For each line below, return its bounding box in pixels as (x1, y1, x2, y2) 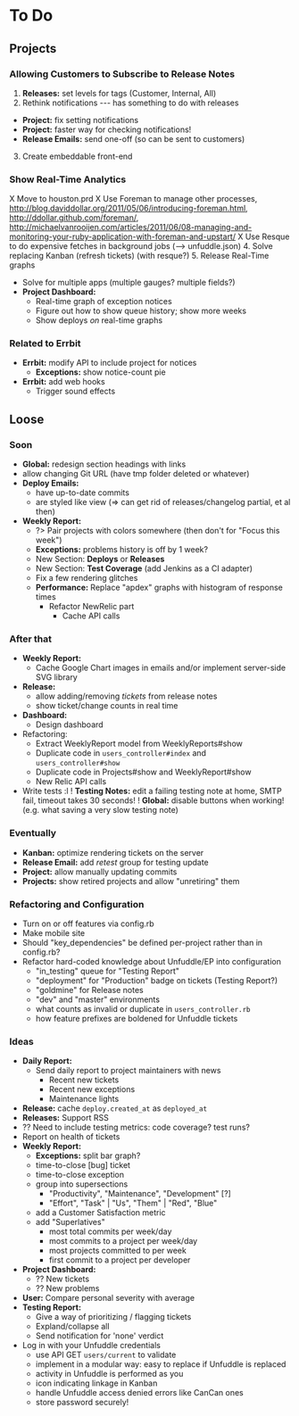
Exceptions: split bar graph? (35, 1150, 141, 1161)
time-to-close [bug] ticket (35, 1160, 131, 1171)
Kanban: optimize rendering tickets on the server (21, 847, 204, 857)
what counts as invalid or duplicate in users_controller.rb (35, 1004, 251, 1014)
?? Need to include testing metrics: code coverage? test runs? (21, 1122, 250, 1133)
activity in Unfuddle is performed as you (35, 1369, 184, 1379)
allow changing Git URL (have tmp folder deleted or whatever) (21, 468, 250, 479)
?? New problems (35, 1283, 100, 1294)
